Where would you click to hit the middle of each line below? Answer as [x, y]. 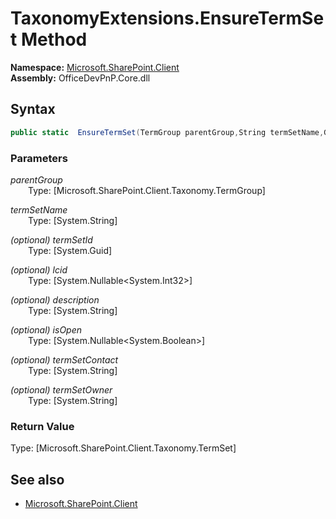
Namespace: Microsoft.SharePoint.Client [95, 67]
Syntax [33, 109]
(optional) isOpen [46, 329]
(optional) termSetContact [64, 359]
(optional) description [55, 299]
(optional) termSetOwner [61, 389]
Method [54, 39]
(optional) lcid [39, 269]
